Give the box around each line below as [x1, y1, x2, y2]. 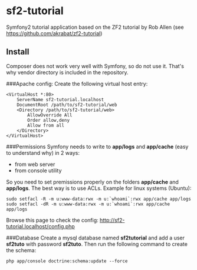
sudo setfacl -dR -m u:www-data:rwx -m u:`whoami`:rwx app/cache [6, 201, 170, 207]
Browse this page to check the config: [6, 216, 98, 224]
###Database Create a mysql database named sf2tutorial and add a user [6, 234, 185, 241]
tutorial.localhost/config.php [6, 222, 75, 230]
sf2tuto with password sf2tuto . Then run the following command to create [6, 240, 188, 248]
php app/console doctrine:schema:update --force [6, 258, 128, 264]
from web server [14, 161, 55, 168]
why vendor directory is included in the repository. [6, 69, 129, 76]
